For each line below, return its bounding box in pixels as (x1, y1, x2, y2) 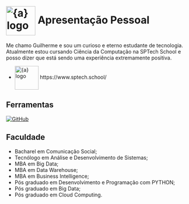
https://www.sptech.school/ (40, 73, 107, 81)
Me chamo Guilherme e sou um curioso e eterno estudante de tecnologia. (6, 41, 184, 49)
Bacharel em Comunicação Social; (14, 147, 97, 154)
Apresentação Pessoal (37, 13, 150, 26)
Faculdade (6, 132, 45, 142)
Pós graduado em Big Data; (14, 185, 80, 192)
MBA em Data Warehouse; (14, 166, 78, 173)
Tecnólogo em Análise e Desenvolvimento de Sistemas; (14, 154, 148, 161)
